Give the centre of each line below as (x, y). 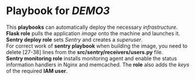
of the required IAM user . (37, 71)
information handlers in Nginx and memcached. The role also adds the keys (98, 64)
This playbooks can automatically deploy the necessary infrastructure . (92, 27)
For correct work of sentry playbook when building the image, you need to (97, 46)
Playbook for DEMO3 (58, 11)
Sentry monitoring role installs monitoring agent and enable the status (92, 58)
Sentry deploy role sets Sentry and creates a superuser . (74, 39)
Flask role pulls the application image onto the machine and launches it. (93, 33)
